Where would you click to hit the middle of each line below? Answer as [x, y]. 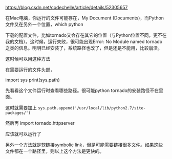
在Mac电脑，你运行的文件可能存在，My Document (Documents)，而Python [85, 18]
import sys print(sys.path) [33, 80]
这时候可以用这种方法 [28, 59]
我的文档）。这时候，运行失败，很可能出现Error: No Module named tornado [84, 41]
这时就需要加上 [21, 108]
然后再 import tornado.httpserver [40, 123]
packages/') [18, 113]
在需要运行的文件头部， [30, 70]
